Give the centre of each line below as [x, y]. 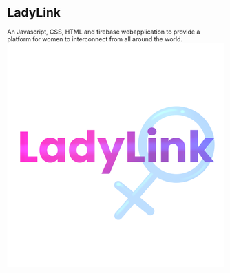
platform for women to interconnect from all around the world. [95, 39]
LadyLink [34, 13]
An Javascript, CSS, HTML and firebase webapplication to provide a [104, 32]
